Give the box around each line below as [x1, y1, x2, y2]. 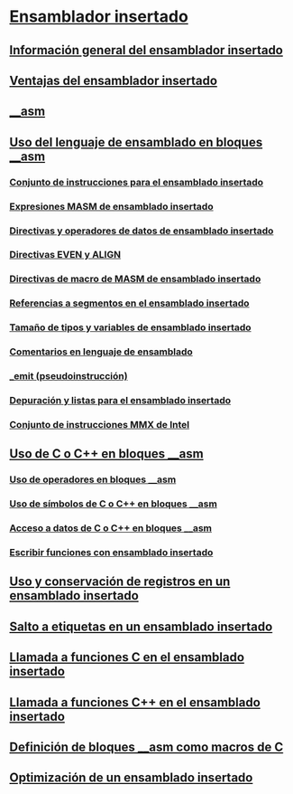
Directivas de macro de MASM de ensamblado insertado [9, 273, 261, 286]
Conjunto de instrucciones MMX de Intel [9, 418, 190, 430]
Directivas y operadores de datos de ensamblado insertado [9, 224, 274, 237]
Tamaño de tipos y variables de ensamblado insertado [9, 321, 252, 334]
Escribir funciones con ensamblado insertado [9, 545, 214, 558]
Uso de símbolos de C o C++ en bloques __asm [9, 497, 218, 510]
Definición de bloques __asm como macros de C [9, 739, 284, 754]
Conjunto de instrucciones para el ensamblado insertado [9, 175, 264, 188]
